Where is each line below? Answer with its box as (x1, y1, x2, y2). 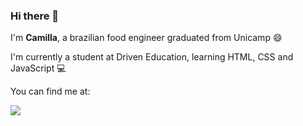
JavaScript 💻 (10, 62, 67, 74)
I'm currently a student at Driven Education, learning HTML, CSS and (10, 51, 294, 63)
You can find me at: (10, 85, 91, 98)
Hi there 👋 (10, 9, 60, 23)
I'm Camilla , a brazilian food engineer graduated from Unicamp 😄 (10, 32, 283, 44)
